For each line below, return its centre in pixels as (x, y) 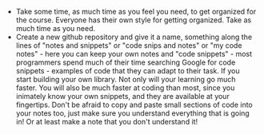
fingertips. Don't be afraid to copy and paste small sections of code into (134, 104)
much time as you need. (56, 28)
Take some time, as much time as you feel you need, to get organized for (136, 12)
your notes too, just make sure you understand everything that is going (132, 113)
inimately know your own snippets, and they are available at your (122, 96)
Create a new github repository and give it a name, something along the (134, 37)
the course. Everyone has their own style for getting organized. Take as (134, 20)
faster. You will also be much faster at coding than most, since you (125, 88)
